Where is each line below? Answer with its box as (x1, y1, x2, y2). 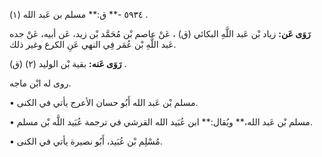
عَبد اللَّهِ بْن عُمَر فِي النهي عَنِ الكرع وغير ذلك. (9, 39, 177, 50)
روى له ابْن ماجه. (9, 77, 72, 89)
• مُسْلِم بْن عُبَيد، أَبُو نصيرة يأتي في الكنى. (9, 135, 163, 147)
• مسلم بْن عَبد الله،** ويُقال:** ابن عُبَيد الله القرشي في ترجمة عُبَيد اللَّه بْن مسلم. (9, 116, 313, 128)
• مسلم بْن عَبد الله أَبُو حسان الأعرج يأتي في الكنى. (9, 97, 199, 108)
